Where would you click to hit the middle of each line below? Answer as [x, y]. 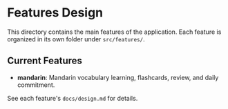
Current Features [45, 61]
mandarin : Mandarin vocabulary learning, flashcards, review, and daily [118, 77]
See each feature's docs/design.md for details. [73, 98]
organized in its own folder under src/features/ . [76, 39]
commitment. [36, 85]
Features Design [55, 13]
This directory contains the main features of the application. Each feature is [114, 32]
